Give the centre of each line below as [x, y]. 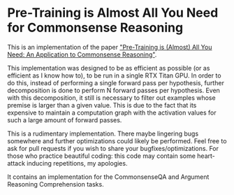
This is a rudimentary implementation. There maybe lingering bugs [103, 133]
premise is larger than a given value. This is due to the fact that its [102, 105]
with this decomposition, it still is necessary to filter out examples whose [111, 97]
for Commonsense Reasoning [95, 28]
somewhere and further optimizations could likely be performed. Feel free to [117, 140]
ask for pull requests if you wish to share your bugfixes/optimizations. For [113, 148]
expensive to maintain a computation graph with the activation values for [112, 113]
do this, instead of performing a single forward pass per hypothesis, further [116, 82]
